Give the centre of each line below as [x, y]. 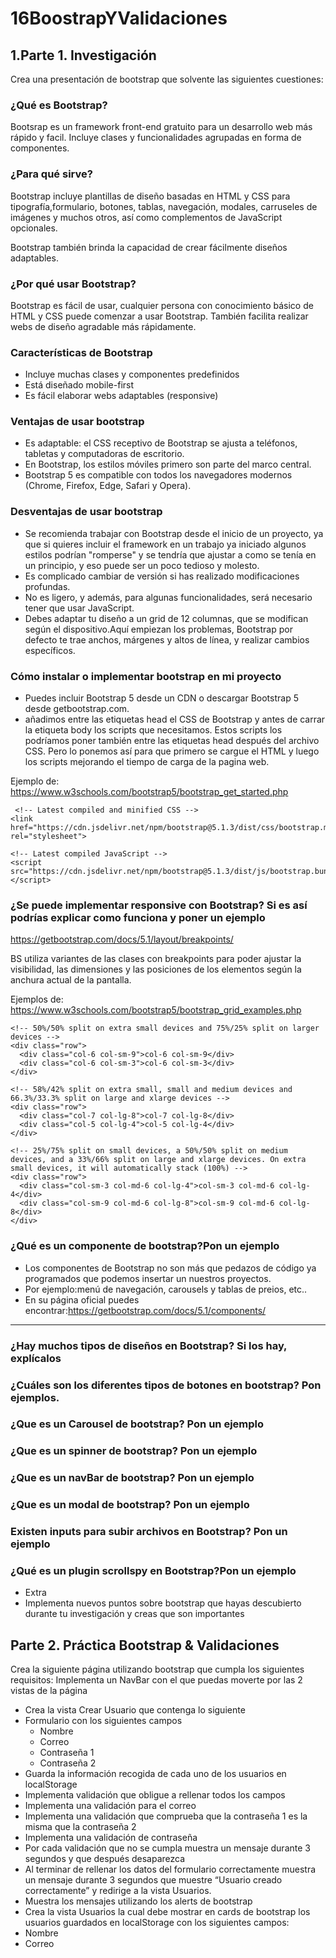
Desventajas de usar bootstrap [86, 512]
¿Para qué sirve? [51, 174]
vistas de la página [49, 1691]
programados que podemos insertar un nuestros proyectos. [148, 1278]
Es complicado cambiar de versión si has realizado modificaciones [162, 576]
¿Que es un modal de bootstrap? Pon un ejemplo [130, 1505]
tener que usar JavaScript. [79, 608]
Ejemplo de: [35, 781]
